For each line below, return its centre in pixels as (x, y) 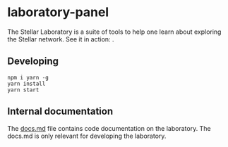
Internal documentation (60, 111)
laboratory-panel (58, 12)
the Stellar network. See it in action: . (61, 39)
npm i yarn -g (28, 77)
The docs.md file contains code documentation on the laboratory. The (109, 128)
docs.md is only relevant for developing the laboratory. (87, 136)
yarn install (26, 84)
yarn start (23, 90)
